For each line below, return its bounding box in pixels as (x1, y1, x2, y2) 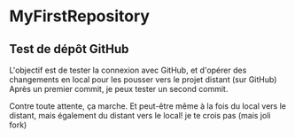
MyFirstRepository (9, 6, 151, 27)
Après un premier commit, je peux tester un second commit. (9, 84, 229, 94)
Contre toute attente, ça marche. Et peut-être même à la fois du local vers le (9, 101, 286, 111)
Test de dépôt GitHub (9, 42, 129, 57)
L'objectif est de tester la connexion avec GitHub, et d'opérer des (9, 65, 247, 75)
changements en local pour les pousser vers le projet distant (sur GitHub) (9, 74, 277, 85)
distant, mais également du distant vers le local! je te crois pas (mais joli (9, 111, 271, 120)
